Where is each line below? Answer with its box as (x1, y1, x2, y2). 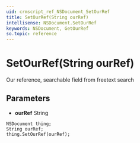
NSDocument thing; (6, 120, 52, 127)
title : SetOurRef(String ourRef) (6, 14, 89, 20)
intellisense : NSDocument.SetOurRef (6, 20, 97, 26)
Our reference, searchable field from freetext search (6, 76, 135, 83)
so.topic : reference (6, 31, 58, 37)
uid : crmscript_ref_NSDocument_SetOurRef (6, 8, 110, 15)
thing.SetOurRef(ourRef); (6, 131, 70, 137)
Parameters (6, 94, 50, 104)
